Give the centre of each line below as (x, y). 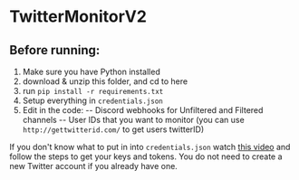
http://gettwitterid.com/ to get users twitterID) (113, 129)
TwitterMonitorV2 (78, 17)
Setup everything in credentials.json (92, 100)
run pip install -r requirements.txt (93, 91)
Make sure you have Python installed (91, 71)
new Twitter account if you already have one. (94, 166)
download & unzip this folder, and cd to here (105, 81)
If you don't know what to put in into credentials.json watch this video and (150, 147)
